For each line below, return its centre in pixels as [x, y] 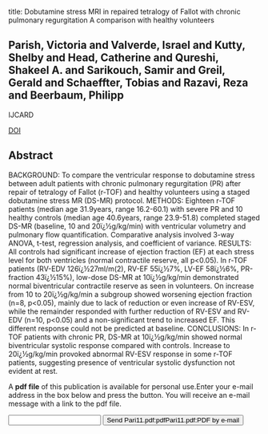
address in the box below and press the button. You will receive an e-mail [129, 395]
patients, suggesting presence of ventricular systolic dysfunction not [122, 362]
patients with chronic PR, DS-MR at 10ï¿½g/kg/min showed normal [133, 337]
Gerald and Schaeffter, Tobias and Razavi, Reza [128, 83]
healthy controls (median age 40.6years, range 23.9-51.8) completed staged [134, 217]
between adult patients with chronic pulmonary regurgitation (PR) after [125, 183]
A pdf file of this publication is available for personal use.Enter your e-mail [131, 386]
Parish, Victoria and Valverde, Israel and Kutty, [127, 45]
